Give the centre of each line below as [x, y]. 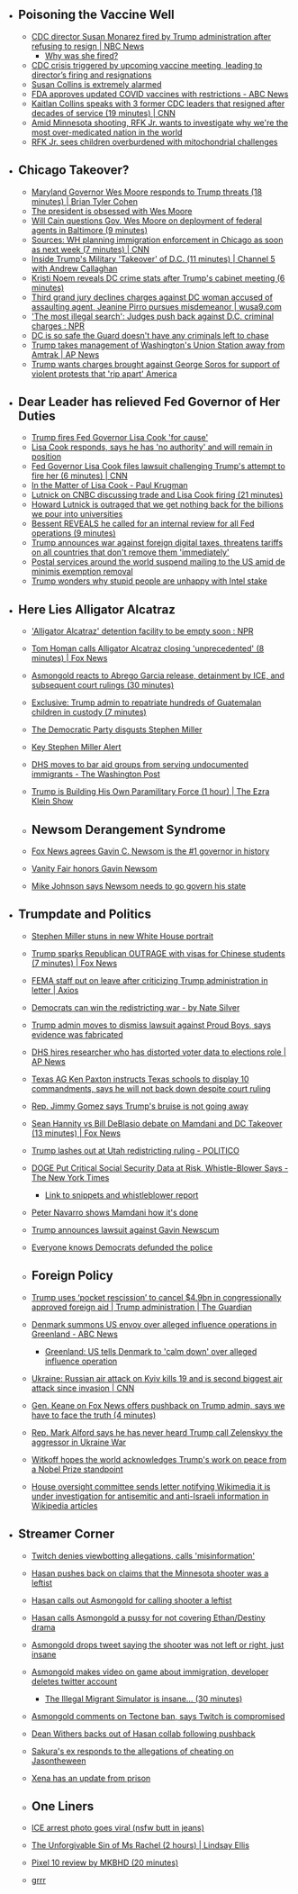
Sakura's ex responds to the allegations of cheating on [132, 1751]
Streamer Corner [66, 1534]
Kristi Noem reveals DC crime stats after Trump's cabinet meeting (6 [158, 277]
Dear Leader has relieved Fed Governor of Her [149, 402]
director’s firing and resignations [91, 75]
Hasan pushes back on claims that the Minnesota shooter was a [150, 1573]
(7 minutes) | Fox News [74, 963]
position [46, 457]
